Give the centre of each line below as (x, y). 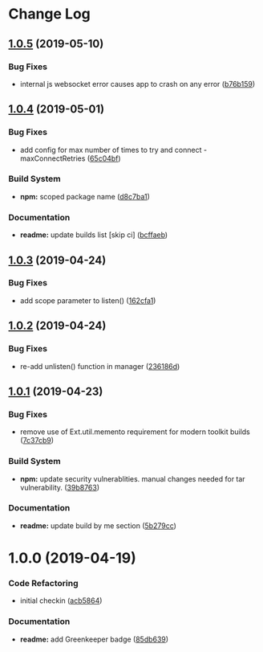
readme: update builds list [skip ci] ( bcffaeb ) (94, 235)
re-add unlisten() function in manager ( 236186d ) (100, 366)
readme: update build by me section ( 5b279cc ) (98, 525)
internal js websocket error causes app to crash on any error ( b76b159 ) (137, 84)
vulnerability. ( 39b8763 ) (60, 487)
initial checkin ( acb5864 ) (61, 601)
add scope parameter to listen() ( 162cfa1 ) (88, 300)
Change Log (49, 14)
